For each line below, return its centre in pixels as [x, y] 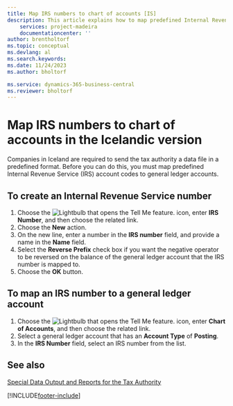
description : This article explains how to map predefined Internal [108, 20]
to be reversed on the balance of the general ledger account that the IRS [121, 257]
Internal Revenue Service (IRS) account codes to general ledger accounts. [113, 174]
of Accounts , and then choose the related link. [84, 328]
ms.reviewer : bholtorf [40, 91]
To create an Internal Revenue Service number [110, 196]
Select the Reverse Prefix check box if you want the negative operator [118, 250]
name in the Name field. [52, 242]
